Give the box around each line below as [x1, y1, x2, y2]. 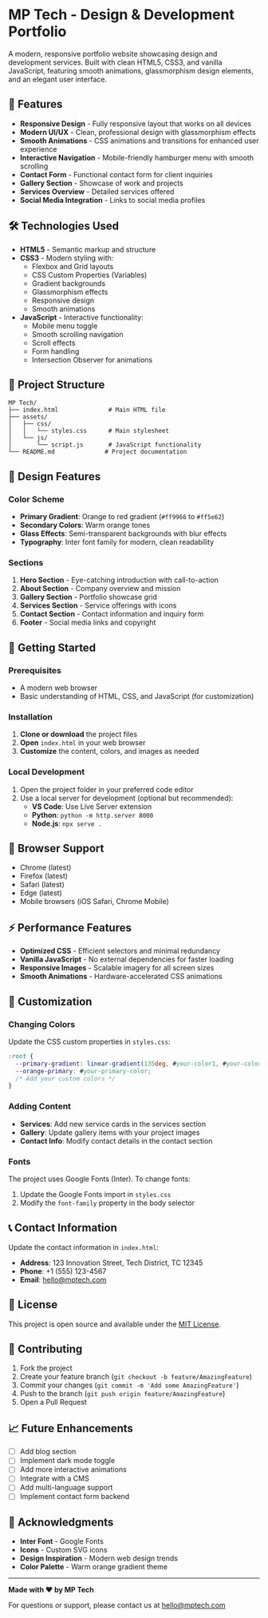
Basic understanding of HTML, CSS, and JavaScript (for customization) [19, 692, 254, 701]
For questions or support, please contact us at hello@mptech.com [8, 1600, 226, 1610]
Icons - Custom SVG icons [19, 1545, 108, 1555]
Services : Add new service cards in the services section [19, 1119, 206, 1128]
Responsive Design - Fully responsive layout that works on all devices [19, 118, 252, 129]
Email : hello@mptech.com [19, 1275, 107, 1284]
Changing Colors [8, 1018, 76, 1029]
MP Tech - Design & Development [8, 6, 235, 24]
